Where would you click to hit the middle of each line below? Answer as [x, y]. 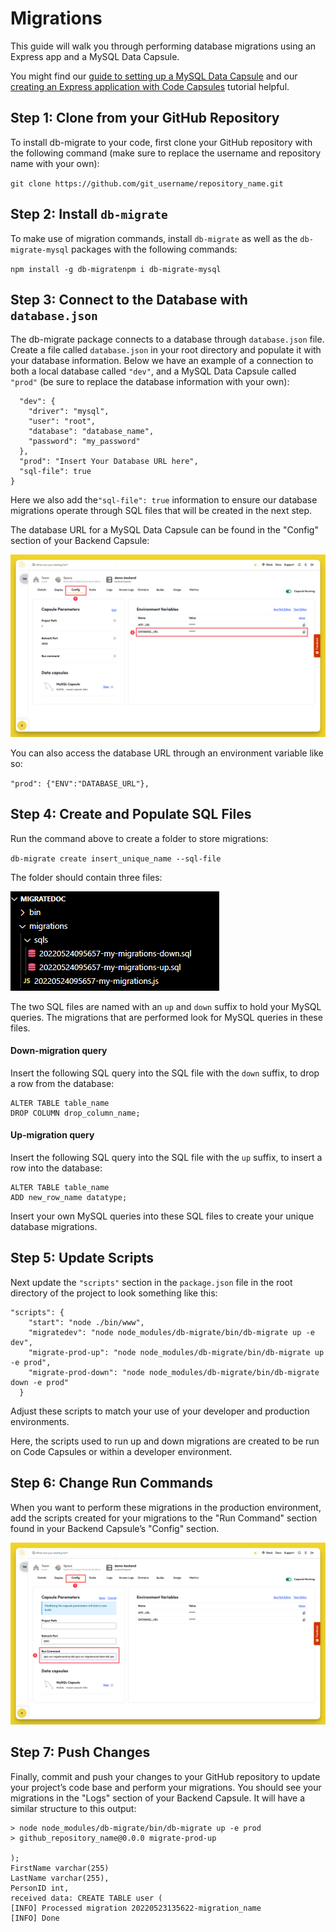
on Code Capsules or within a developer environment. [121, 1451]
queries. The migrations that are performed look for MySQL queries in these [166, 1017]
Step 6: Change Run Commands [112, 1483]
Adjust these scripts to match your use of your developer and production [160, 1411]
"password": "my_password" [84, 442]
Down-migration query [59, 1051]
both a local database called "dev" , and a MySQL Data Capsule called [153, 371]
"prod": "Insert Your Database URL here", [109, 462]
